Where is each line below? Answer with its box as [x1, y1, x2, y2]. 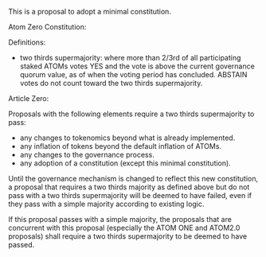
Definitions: [8, 37, 46, 47]
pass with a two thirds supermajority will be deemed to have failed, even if [8, 191, 252, 200]
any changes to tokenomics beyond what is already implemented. [19, 133, 236, 142]
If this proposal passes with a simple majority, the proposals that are [8, 215, 233, 224]
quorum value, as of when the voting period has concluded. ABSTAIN [19, 70, 248, 79]
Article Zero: [8, 94, 49, 103]
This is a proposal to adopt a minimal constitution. [8, 7, 171, 16]
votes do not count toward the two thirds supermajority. [19, 79, 203, 88]
